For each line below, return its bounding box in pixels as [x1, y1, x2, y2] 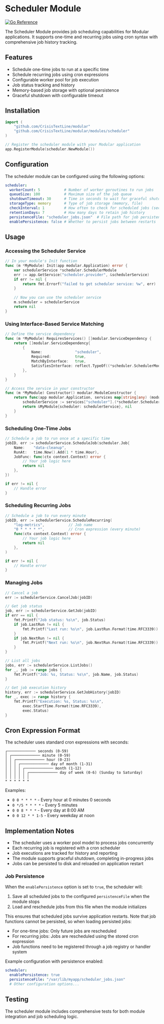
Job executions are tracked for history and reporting [12, 850, 118, 856]
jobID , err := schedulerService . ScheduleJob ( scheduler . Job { [5, 440, 130, 445]
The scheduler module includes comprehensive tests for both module [5, 1008, 145, 1014]
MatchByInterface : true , [31, 359, 86, 364]
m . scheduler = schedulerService [14, 300, 80, 305]
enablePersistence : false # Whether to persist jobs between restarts [9, 219, 156, 224]
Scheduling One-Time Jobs [5, 425, 71, 432]
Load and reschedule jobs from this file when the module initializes [12, 904, 147, 910]
